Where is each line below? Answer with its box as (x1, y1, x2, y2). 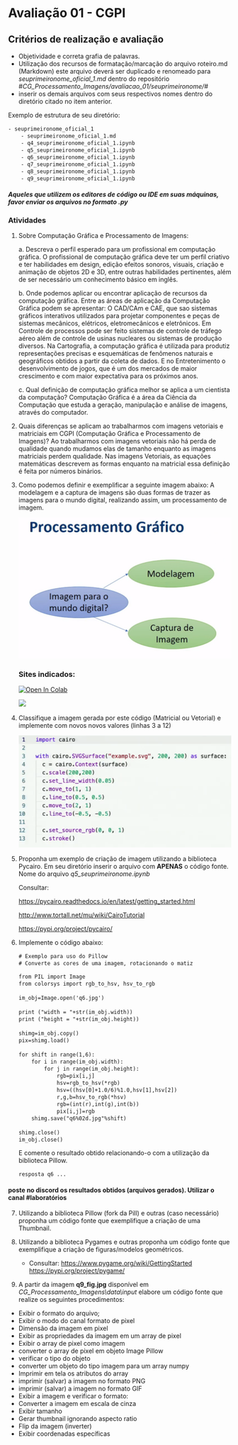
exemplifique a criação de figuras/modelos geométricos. (18, 1245, 183, 1254)
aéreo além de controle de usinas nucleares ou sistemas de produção (18, 334, 222, 343)
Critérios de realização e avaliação (8, 33, 164, 45)
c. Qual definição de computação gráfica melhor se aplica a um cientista (18, 386, 230, 394)
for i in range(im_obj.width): (31, 1058, 124, 1065)
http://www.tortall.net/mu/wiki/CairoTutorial (18, 911, 145, 919)
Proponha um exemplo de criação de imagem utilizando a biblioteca (18, 854, 217, 862)
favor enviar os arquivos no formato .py (8, 197, 128, 206)
